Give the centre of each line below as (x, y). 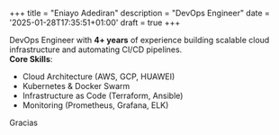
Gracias (24, 122)
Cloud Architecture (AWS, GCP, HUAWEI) (99, 76)
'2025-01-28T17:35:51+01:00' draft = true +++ (95, 22)
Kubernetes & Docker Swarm (76, 86)
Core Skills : (31, 59)
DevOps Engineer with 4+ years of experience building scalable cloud (139, 40)
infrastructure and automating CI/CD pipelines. (96, 49)
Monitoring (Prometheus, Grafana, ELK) (95, 105)
